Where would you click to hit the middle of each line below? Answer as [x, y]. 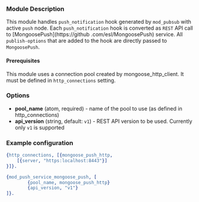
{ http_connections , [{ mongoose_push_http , [59, 155]
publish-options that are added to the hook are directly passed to [87, 41]
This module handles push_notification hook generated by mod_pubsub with [99, 22]
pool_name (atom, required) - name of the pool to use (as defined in [98, 108]
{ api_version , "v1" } [53, 188]
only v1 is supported [40, 127]
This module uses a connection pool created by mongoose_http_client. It [95, 74]
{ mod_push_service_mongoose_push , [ [51, 177]
